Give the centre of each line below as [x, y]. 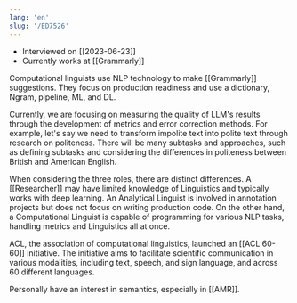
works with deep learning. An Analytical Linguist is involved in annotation [143, 198]
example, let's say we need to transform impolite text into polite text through [149, 133]
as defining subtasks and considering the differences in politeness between [148, 151]
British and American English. [63, 161]
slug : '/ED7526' [39, 26]
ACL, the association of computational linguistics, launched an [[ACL [135, 243]
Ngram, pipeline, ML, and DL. [63, 97]
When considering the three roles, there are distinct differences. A [130, 178]
